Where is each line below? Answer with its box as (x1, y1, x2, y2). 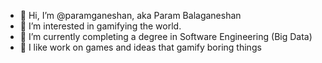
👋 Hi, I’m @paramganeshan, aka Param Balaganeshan (19, 10, 242, 21)
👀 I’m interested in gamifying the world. (19, 20, 182, 32)
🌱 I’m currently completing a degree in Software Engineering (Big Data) (19, 31, 313, 42)
